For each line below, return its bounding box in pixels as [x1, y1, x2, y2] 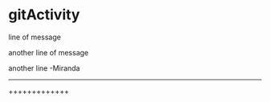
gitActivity [8, 6, 80, 24]
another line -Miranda [8, 63, 80, 73]
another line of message [8, 47, 89, 57]
